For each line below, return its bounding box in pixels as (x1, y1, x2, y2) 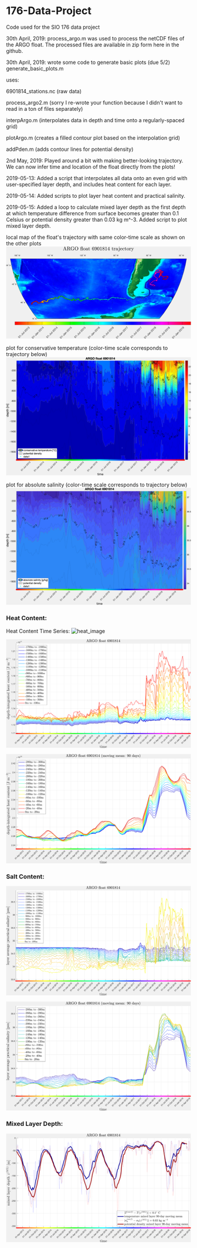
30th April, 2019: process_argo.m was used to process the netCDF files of (6, 35, 185, 42)
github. (6, 47, 23, 54)
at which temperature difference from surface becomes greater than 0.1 (6, 209, 179, 217)
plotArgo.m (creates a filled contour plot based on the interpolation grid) (6, 134, 181, 141)
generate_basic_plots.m (6, 65, 64, 72)
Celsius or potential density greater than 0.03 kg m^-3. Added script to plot (6, 216, 188, 223)
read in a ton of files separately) (6, 105, 83, 112)
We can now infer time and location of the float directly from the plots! (6, 163, 176, 170)
